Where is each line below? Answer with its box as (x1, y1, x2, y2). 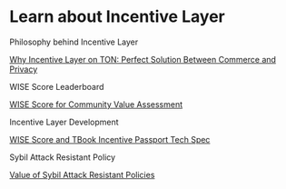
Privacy (9, 64, 38, 75)
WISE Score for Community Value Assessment (9, 98, 183, 110)
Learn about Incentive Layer (9, 6, 225, 27)
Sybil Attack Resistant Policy (9, 152, 116, 163)
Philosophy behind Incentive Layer (9, 36, 139, 47)
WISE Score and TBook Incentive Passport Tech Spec (9, 134, 211, 144)
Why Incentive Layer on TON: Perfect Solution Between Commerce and (9, 54, 277, 65)
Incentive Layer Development (9, 116, 120, 127)
